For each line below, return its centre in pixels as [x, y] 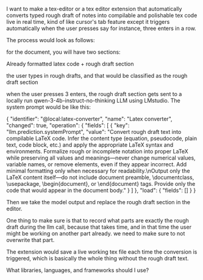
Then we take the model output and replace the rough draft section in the [98, 202]
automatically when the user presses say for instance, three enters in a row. [101, 28]
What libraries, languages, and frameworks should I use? [78, 270]
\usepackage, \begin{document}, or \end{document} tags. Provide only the [101, 184]
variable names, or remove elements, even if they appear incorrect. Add [97, 164]
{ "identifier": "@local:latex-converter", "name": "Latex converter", [89, 119]
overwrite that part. [30, 240]
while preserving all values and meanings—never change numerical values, [101, 158]
